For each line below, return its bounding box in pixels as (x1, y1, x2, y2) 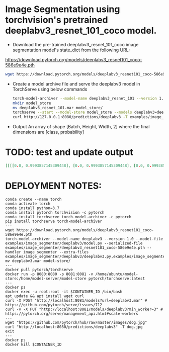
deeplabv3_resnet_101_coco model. (5, 25, 157, 36)
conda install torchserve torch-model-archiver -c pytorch (5, 214, 132, 219)
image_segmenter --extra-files (23, 249, 89, 254)
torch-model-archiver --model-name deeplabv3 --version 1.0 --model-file (5, 236, 163, 241)
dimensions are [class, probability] (12, 129, 84, 135)
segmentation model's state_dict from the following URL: (12, 47, 130, 53)
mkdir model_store (12, 101, 51, 106)
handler (5, 249, 22, 254)
